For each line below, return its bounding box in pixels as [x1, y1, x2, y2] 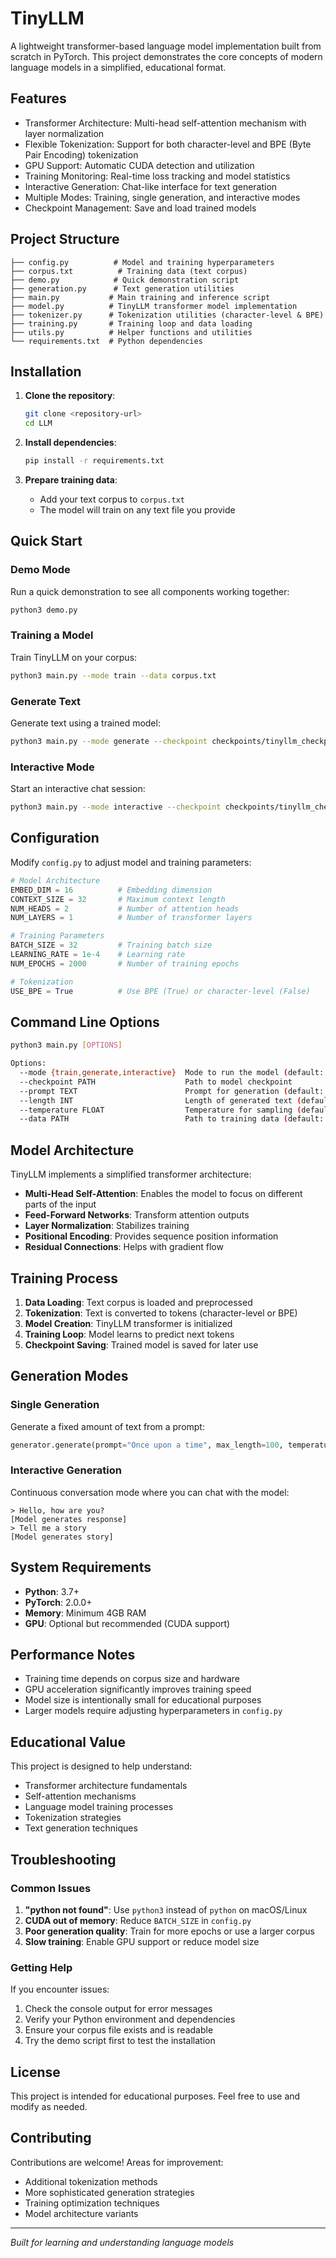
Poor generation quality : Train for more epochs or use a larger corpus [24, 1925, 315, 1937]
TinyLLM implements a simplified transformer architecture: [10, 1168, 252, 1181]
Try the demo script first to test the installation [24, 2035, 216, 2047]
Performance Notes [10, 1647, 136, 1664]
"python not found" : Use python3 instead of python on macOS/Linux [24, 1903, 308, 1916]
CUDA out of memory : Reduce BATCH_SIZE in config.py [24, 1914, 252, 1926]
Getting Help [10, 1960, 73, 1974]
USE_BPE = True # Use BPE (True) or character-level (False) [10, 986, 311, 996]
